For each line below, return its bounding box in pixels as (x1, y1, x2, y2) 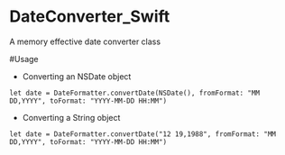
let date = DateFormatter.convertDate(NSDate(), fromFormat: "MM (9, 88, 260, 97)
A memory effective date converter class (9, 36, 161, 47)
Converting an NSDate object (22, 70, 132, 82)
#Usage (9, 53, 39, 64)
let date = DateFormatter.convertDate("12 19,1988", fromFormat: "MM (9, 129, 277, 139)
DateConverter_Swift (9, 6, 170, 27)
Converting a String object (22, 112, 121, 123)
